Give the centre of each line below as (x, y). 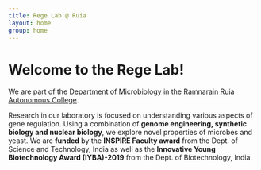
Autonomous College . (44, 100)
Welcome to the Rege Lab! (96, 70)
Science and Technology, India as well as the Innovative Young (112, 149)
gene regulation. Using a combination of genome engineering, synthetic (128, 124)
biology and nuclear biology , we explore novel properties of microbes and (130, 133)
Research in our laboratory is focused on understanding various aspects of (130, 115)
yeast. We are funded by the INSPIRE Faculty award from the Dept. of (123, 141)
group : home (28, 30)
